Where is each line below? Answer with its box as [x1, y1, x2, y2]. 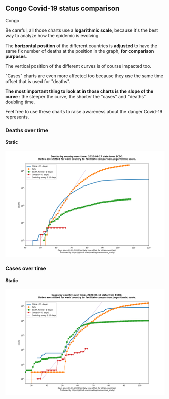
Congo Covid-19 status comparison [5, 4, 120, 13]
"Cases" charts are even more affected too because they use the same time [5, 73, 163, 79]
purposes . [5, 53, 27, 59]
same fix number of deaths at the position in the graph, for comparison [5, 48, 154, 54]
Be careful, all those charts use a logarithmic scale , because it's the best [5, 27, 158, 33]
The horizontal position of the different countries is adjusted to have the [5, 43, 158, 49]
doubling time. [5, 99, 35, 105]
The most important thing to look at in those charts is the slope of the [5, 88, 154, 94]
